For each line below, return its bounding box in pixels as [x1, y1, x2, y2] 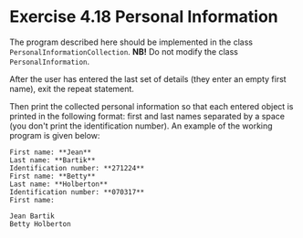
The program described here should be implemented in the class [9, 36, 254, 47]
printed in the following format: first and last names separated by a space [9, 110, 286, 121]
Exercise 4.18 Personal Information [9, 6, 278, 27]
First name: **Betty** [9, 171, 96, 181]
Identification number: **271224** [9, 163, 145, 172]
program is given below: [9, 129, 100, 140]
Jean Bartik [9, 212, 55, 221]
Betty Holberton [9, 219, 71, 229]
